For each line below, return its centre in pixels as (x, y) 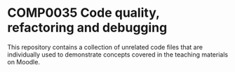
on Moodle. (24, 62)
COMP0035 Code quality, (83, 13)
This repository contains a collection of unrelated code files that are (105, 47)
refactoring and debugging (87, 28)
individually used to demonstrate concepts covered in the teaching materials (118, 55)
